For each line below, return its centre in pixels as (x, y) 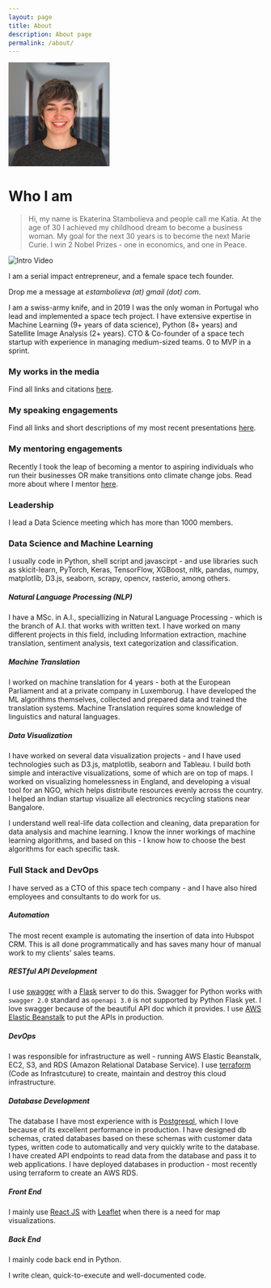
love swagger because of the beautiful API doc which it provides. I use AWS (135, 1009)
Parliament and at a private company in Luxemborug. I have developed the (132, 691)
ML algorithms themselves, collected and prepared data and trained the (128, 700)
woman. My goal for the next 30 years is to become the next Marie (139, 236)
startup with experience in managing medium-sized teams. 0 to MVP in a (130, 341)
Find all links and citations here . (61, 389)
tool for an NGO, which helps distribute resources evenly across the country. (136, 790)
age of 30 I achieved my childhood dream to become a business (135, 227)
